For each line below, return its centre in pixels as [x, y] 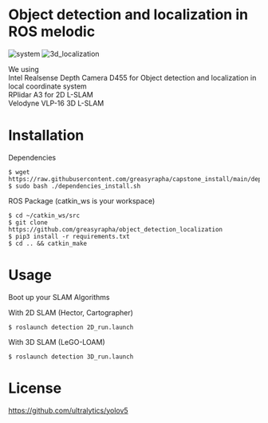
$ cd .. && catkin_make [48, 243]
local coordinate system [48, 86]
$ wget [19, 172]
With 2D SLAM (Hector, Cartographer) [71, 312]
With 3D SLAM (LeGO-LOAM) [57, 342]
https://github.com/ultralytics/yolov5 [69, 410]
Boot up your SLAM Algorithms [59, 297]
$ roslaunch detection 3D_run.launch [71, 357]
